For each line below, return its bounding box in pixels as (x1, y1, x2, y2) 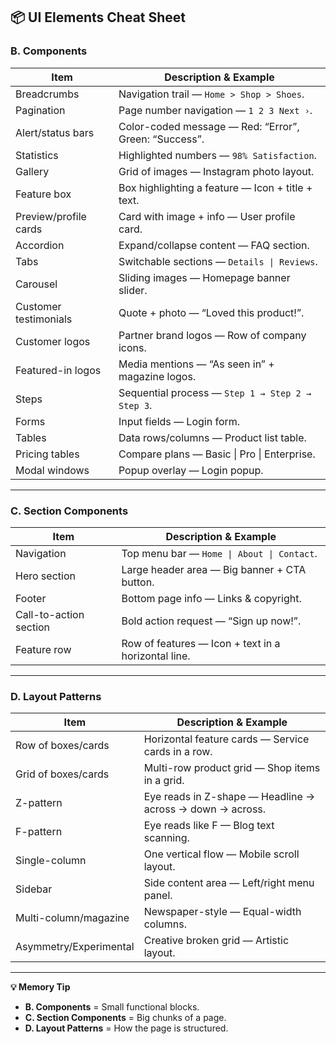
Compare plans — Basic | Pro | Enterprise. (118, 447, 316, 461)
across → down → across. (143, 802, 267, 816)
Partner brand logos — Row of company (118, 328, 307, 342)
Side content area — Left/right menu (143, 876, 315, 890)
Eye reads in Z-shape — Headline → (143, 790, 316, 804)
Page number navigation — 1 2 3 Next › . (118, 103, 313, 117)
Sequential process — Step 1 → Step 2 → (118, 385, 312, 399)
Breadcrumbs (15, 87, 80, 101)
